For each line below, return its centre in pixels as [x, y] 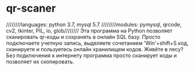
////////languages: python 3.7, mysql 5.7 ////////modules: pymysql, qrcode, [94, 24]
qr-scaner [31, 8]
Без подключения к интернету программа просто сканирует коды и [91, 55]
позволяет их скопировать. [40, 61]
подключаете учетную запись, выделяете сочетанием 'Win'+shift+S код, [97, 43]
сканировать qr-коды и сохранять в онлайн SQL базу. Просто [83, 37]
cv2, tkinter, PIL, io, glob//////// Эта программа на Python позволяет [89, 30]
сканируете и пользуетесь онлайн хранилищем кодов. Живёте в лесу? [95, 49]
